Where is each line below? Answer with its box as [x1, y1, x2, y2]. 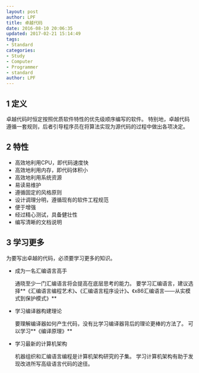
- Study [6, 53, 26, 59]
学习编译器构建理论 [14, 307, 62, 314]
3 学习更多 [6, 237, 45, 247]
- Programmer [6, 64, 39, 70]
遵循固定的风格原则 [14, 189, 62, 196]
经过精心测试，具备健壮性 [14, 211, 78, 218]
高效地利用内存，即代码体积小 [14, 166, 88, 173]
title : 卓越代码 [6, 20, 43, 26]
